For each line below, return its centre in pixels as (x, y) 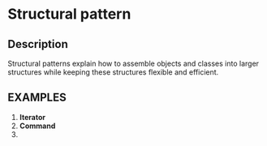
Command (37, 126)
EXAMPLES (37, 98)
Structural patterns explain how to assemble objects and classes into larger (133, 63)
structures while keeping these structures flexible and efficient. (113, 72)
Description (38, 44)
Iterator (32, 117)
